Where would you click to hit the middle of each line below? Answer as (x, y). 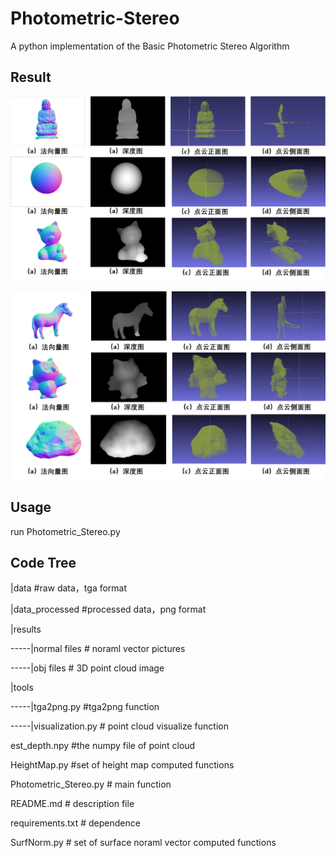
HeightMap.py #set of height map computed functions (122, 765)
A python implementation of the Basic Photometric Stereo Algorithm (150, 46)
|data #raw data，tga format (69, 588)
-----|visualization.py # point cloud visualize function (119, 726)
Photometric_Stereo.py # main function (91, 784)
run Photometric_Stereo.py (65, 531)
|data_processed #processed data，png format (108, 609)
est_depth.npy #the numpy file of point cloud (103, 746)
